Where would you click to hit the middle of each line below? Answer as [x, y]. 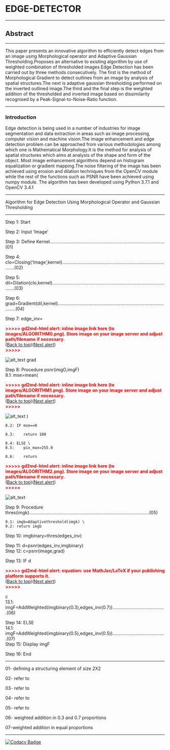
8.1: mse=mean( [22, 375]
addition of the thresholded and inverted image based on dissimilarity [78, 94]
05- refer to [17, 708]
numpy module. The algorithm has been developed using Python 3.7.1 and [82, 182]
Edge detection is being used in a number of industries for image [73, 128]
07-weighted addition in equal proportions [49, 728]
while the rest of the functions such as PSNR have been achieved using [80, 177]
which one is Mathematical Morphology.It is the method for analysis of [78, 150]
